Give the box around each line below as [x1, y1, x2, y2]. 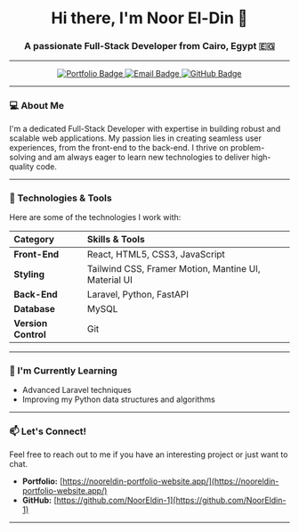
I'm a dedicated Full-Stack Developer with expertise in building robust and [9, 123, 281, 134]
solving [9, 151, 36, 162]
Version [13, 317, 48, 330]
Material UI [86, 274, 133, 286]
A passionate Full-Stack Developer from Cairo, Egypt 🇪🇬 [23, 40, 276, 53]
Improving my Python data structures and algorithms [21, 394, 215, 405]
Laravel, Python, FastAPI [86, 289, 190, 301]
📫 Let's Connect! [9, 425, 87, 438]
